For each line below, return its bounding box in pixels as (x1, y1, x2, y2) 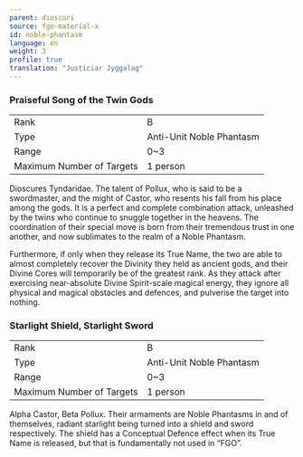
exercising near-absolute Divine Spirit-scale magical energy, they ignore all (9, 278, 289, 289)
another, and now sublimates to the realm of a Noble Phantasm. (9, 232, 246, 243)
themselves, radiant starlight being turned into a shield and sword (9, 418, 254, 430)
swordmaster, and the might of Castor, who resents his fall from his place (9, 193, 282, 204)
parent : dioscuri (9, 13, 75, 23)
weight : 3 (9, 47, 47, 56)
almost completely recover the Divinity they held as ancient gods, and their (9, 259, 289, 270)
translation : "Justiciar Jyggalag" (9, 64, 144, 73)
